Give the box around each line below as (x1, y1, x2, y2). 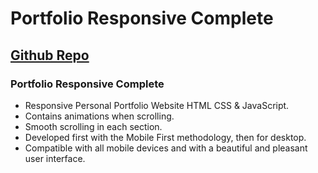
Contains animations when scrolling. (24, 110, 175, 122)
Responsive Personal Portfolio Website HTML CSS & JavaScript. (24, 99, 290, 111)
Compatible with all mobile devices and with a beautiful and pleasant (24, 142, 308, 154)
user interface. (24, 152, 86, 164)
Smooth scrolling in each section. (24, 120, 163, 132)
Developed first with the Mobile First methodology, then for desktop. (24, 131, 307, 143)
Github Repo (10, 47, 90, 64)
